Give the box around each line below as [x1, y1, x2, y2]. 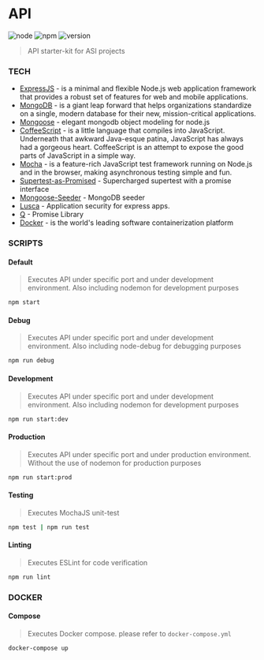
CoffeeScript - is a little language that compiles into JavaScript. [19, 126, 225, 135]
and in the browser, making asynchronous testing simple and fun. [19, 167, 232, 178]
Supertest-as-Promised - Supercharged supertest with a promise [19, 176, 232, 186]
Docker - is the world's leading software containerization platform [19, 218, 234, 227]
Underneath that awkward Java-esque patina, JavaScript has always [19, 134, 244, 144]
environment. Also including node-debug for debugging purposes [27, 341, 242, 351]
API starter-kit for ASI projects [27, 46, 125, 55]
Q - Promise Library [19, 210, 84, 219]
